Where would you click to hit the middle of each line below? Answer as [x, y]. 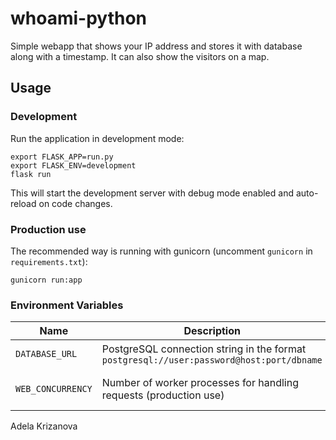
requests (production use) [163, 395]
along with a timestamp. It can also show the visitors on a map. [140, 56]
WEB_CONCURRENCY [54, 389]
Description [212, 331]
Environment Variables [67, 305]
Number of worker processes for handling [200, 383]
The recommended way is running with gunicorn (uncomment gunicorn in [161, 251]
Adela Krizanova [44, 426]
